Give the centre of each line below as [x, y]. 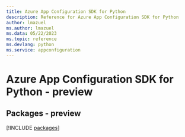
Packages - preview [44, 114]
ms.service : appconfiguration [44, 50]
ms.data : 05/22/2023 [32, 34]
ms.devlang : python [30, 45]
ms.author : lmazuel [30, 28]
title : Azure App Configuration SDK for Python [66, 12]
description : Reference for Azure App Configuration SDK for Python [92, 17]
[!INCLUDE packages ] [33, 128]
